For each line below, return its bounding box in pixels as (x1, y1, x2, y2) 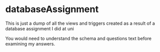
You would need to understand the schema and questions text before (5, 35, 152, 41)
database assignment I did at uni (5, 25, 74, 31)
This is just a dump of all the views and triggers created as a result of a (5, 20, 155, 26)
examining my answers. (5, 40, 55, 46)
